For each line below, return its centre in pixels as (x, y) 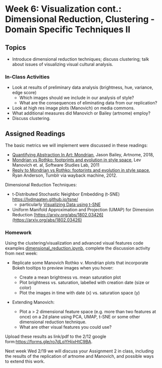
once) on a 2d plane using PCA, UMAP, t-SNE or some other (80, 317)
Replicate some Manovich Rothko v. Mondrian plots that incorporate (80, 263)
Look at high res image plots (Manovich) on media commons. (73, 108)
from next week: (21, 253)
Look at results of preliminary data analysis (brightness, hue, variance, (82, 87)
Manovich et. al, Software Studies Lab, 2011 (56, 165)
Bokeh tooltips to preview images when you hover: (63, 268)
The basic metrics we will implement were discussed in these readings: (76, 145)
